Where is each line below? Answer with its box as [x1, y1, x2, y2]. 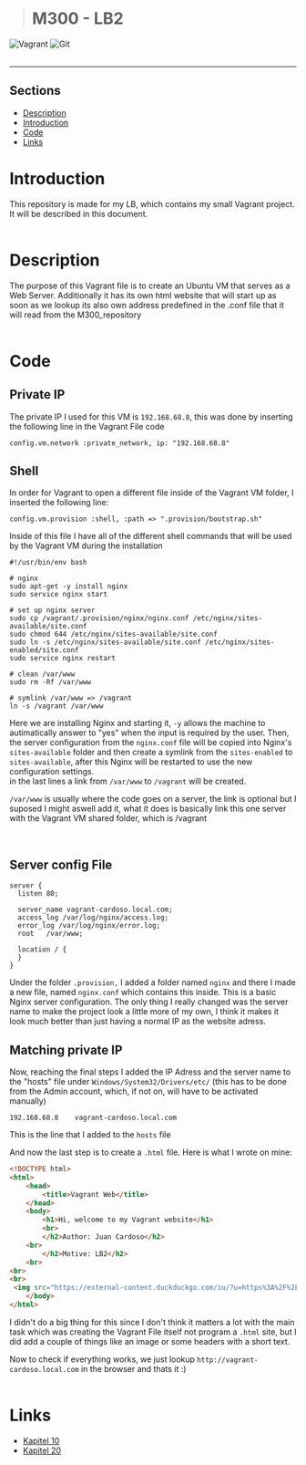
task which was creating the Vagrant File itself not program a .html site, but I [9, 1326, 297, 1337]
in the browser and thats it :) [80, 1363, 187, 1374]
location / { [17, 945, 67, 954]
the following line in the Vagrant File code [9, 421, 165, 431]
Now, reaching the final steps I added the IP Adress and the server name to [9, 1066, 291, 1077]
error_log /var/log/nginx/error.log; [17, 921, 161, 930]
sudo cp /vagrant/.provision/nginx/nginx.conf [9, 614, 189, 623]
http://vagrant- [197, 1355, 259, 1365]
